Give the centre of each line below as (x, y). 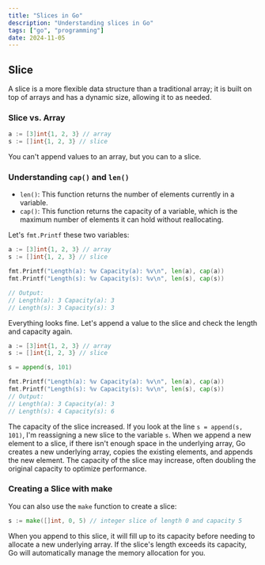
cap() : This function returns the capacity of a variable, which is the (129, 212)
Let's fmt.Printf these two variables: (69, 235)
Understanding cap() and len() (69, 178)
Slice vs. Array (37, 117)
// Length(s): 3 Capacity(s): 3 (61, 307)
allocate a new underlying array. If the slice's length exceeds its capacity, (128, 544)
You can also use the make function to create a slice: (93, 506)
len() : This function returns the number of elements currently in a (127, 194)
